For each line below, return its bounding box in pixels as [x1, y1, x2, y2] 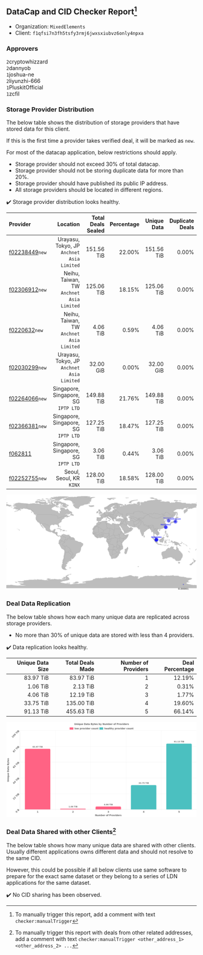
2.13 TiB [72, 683, 95, 690]
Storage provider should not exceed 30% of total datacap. [14, 160, 160, 168]
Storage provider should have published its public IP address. [14, 180, 168, 187]
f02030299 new [8, 363, 47, 371]
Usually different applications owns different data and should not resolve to [6, 848, 193, 855]
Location [57, 220, 80, 227]
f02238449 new [8, 249, 47, 256]
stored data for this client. [6, 125, 71, 132]
